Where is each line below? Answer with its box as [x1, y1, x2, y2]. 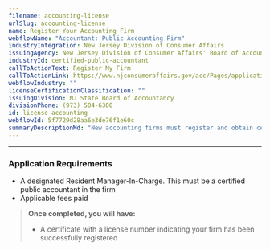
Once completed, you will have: [27, 209, 136, 219]
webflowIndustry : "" [8, 79, 78, 87]
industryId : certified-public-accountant [8, 57, 149, 65]
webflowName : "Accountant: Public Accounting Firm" [8, 34, 185, 43]
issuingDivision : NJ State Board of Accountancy [8, 94, 174, 102]
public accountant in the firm [19, 185, 116, 195]
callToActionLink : [8, 72, 70, 80]
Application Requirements [8, 158, 112, 169]
